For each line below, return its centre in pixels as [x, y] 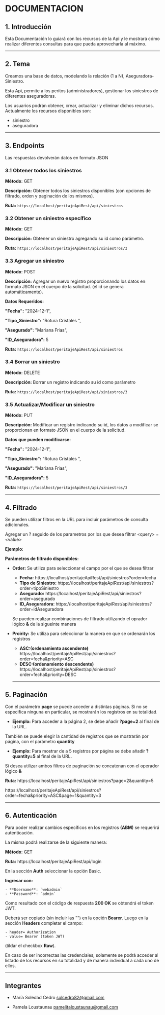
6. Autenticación [31, 815]
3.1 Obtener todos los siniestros [43, 170]
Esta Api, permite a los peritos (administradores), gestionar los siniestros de [82, 91]
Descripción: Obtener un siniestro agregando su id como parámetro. [75, 239]
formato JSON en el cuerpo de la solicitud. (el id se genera [64, 286]
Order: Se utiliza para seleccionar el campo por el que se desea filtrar [83, 568]
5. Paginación [26, 695]
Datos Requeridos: [25, 301]
